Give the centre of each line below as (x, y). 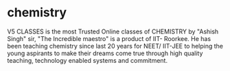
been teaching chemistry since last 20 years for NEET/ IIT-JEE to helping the (115, 46)
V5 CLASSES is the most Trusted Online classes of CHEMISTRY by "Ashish (113, 31)
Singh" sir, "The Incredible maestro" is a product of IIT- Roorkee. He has (109, 38)
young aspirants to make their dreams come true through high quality (105, 53)
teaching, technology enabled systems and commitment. (88, 60)
